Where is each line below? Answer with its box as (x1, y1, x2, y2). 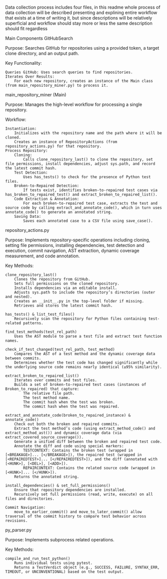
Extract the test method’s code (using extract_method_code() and (14, 426, 155, 431)
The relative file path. (23, 391, 75, 396)
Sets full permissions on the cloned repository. (14, 281, 120, 286)
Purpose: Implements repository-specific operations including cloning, (5, 237, 150, 243)
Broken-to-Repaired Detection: (14, 183, 79, 188)
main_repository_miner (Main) (5, 92, 66, 97)
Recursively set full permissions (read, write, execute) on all (14, 492, 153, 497)
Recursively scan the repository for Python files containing (14, 316, 146, 321)
